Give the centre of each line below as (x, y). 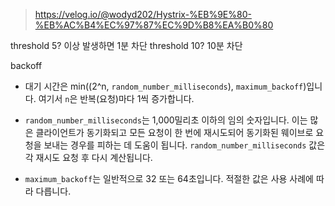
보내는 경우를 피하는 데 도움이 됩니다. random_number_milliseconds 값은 (184, 145)
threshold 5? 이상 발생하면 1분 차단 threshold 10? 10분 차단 (126, 45)
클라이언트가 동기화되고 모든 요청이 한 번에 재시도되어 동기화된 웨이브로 (174, 132)
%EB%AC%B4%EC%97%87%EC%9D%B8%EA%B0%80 (154, 25)
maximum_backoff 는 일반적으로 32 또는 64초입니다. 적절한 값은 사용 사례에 (169, 178)
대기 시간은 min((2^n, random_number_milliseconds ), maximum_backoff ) (165, 86)
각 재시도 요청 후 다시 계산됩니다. (88, 157)
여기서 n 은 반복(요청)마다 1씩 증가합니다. (116, 98)
